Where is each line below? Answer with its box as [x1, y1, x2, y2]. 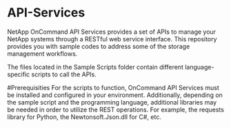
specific [7, 70, 30, 78]
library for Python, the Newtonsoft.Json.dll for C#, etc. [7, 112, 162, 121]
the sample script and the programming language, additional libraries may [7, 98, 217, 106]
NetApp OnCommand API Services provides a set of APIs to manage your [7, 28, 216, 36]
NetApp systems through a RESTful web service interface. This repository [7, 34, 217, 43]
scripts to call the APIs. [31, 70, 97, 78]
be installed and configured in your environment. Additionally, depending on [7, 91, 223, 99]
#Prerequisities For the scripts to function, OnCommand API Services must [7, 83, 219, 92]
